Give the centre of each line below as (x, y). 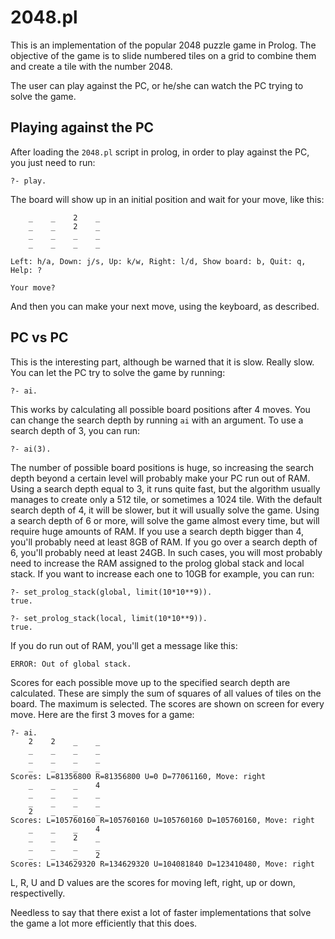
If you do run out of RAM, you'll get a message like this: (124, 645)
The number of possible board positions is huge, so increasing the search (162, 467)
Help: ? (26, 270)
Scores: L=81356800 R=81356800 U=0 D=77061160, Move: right (138, 776)
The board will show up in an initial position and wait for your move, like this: (167, 199)
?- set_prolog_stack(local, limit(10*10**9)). (109, 618)
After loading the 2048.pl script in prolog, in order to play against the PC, (160, 152)
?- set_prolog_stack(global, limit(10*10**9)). (111, 592)
